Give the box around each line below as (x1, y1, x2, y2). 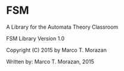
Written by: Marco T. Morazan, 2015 (6, 58, 94, 65)
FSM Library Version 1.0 (6, 35, 65, 42)
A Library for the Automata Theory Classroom (6, 23, 119, 30)
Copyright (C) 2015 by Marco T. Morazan (6, 46, 107, 54)
